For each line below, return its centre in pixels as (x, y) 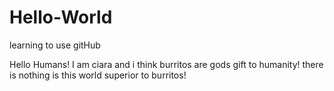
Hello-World (61, 17)
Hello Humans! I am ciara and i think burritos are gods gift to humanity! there (166, 64)
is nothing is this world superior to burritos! (98, 75)
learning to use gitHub (55, 45)
